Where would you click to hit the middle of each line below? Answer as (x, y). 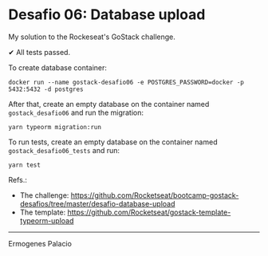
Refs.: (18, 179)
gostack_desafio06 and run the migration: (76, 112)
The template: (43, 212)
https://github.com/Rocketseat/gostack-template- (149, 212)
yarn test (25, 165)
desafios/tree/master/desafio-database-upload (97, 203)
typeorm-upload (47, 220)
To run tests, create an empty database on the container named (113, 142)
